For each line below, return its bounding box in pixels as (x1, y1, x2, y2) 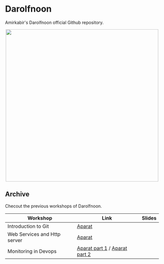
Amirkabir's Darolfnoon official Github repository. (5, 19, 104, 25)
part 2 (77, 251, 91, 258)
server (7, 237, 23, 244)
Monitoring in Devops (7, 247, 57, 254)
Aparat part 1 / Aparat (77, 245, 127, 251)
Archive (5, 190, 30, 198)
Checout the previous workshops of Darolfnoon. (5, 203, 102, 209)
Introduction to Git (7, 223, 49, 229)
